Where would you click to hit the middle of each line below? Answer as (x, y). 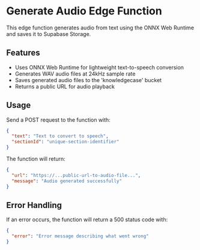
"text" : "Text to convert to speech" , (60, 136)
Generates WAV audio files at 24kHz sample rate (75, 74)
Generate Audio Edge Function (84, 11)
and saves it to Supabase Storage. (49, 34)
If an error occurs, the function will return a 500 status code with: (87, 219)
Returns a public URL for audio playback (65, 86)
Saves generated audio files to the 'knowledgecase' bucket (88, 80)
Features (23, 53)
